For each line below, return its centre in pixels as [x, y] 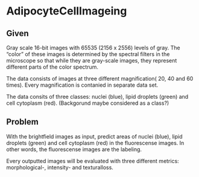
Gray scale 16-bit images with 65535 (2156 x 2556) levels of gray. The [93, 48]
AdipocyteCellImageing [67, 11]
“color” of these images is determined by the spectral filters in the [88, 54]
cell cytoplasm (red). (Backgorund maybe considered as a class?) [88, 103]
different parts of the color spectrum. [52, 67]
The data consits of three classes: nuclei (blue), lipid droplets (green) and [97, 97]
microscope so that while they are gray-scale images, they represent [92, 61]
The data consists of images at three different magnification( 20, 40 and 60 [100, 79]
